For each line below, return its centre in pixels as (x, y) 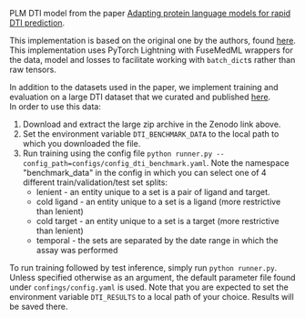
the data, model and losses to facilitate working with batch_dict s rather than (152, 60)
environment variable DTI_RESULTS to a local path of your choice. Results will (152, 297)
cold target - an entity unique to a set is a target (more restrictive (158, 221)
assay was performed (77, 250)
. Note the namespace (248, 163)
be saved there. (39, 306)
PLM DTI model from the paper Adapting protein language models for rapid (150, 13)
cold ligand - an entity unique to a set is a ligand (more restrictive (158, 201)
